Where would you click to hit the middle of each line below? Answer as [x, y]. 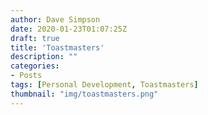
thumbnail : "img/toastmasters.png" [84, 94]
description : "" [44, 57]
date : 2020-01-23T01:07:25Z [69, 29]
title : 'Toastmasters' [57, 47]
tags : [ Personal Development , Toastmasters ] [104, 85]
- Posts [26, 76]
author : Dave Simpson [55, 19]
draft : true [35, 38]
